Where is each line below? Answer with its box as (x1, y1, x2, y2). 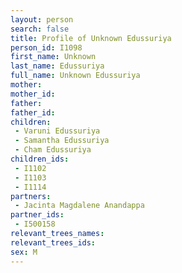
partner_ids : (10, 210, 65, 220)
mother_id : (10, 89, 56, 99)
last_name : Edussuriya (10, 61, 105, 71)
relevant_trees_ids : (10, 237, 97, 248)
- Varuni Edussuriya (14, 126, 101, 136)
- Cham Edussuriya (14, 145, 92, 155)
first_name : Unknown (10, 52, 97, 62)
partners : (10, 191, 52, 201)
